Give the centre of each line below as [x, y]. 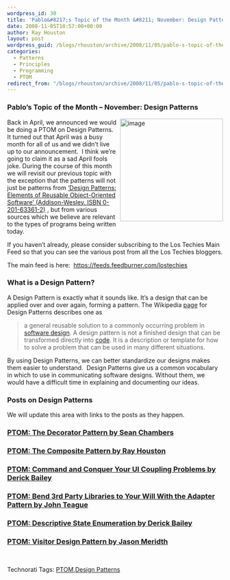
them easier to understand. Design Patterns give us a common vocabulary [113, 367]
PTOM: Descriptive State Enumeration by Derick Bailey [100, 523]
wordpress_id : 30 [32, 13]
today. [16, 231]
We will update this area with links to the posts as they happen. [96, 415]
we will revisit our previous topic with [59, 173]
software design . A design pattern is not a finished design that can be [122, 332]
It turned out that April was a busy [55, 137]
